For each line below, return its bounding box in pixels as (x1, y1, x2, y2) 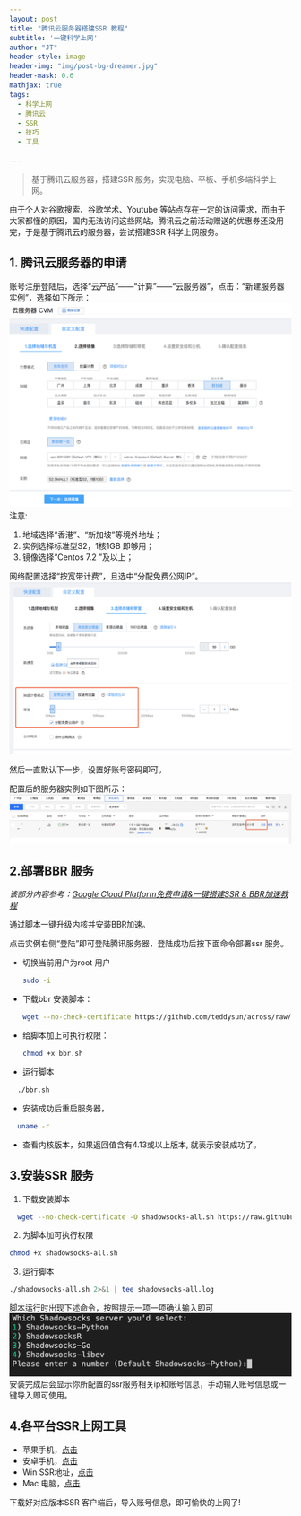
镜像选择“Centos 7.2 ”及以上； (21, 552, 134, 562)
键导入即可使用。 (9, 1390, 73, 1400)
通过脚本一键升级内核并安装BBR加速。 (9, 919, 150, 930)
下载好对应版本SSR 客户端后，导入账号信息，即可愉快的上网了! (9, 1496, 241, 1507)
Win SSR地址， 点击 (21, 1467, 94, 1477)
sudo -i (21, 976, 51, 986)
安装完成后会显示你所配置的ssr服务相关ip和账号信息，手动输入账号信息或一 (9, 1378, 287, 1390)
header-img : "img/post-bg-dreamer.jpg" (9, 62, 159, 71)
